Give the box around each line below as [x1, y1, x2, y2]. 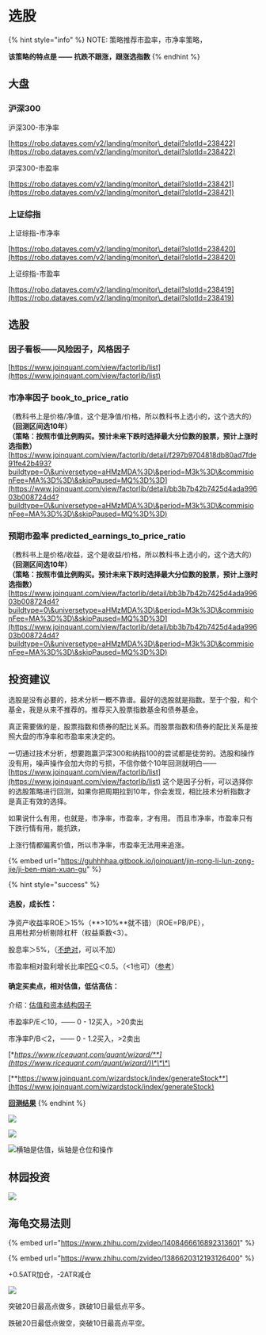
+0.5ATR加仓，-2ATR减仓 [8, 1270, 92, 1280]
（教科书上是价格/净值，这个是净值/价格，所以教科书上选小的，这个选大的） [8, 411, 256, 421]
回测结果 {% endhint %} [8, 1099, 86, 1108]
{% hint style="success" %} [8, 880, 101, 889]
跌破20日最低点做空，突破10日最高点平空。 [8, 1318, 149, 1328]
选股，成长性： [8, 899, 57, 908]
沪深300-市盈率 [8, 163, 59, 173]
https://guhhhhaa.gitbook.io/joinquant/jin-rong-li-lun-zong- [60, 856, 255, 866]
